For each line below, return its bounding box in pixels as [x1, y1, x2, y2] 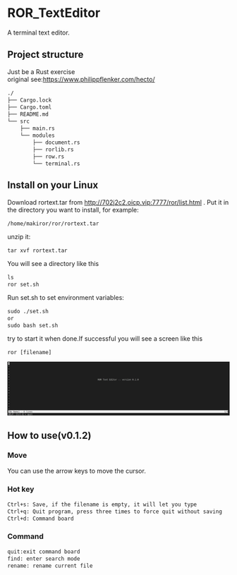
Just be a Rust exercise [7, 67, 75, 75]
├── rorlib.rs [32, 146, 74, 153]
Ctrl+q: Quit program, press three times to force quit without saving [7, 508, 222, 516]
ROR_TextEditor [7, 5, 101, 21]
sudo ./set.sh [7, 308, 49, 315]
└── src [7, 118, 30, 125]
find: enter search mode [7, 555, 80, 562]
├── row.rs [32, 153, 65, 160]
